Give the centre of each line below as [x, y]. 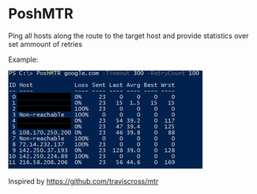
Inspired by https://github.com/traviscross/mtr [83, 181]
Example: [23, 59]
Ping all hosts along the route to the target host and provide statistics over [128, 36]
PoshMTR [41, 14]
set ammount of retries [45, 44]
